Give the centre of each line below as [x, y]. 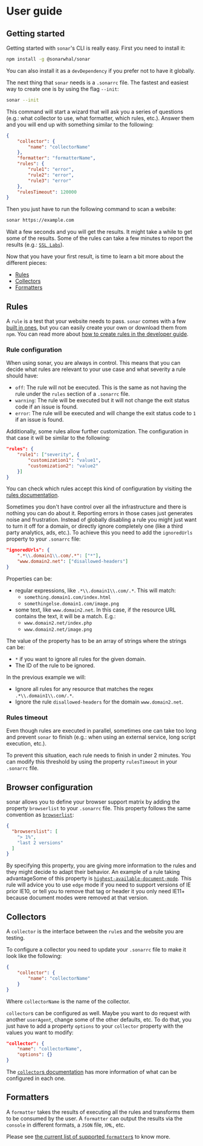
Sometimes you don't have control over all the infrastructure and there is [97, 507]
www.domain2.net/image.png [58, 629]
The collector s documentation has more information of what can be [92, 1072]
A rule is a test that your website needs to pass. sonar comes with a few [96, 321]
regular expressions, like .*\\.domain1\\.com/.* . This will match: [95, 590]
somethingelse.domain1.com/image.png [72, 604]
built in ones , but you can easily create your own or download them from [97, 327]
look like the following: [34, 956]
